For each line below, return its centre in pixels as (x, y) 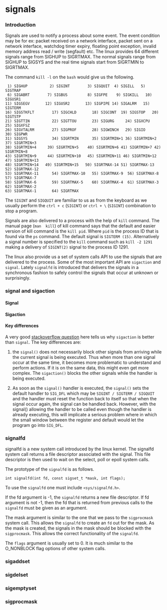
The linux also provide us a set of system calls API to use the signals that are (83, 257)
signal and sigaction (30, 291)
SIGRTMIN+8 (16, 152)
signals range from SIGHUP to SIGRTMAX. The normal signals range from (81, 57)
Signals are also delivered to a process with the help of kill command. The (83, 221)
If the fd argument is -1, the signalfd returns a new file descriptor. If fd (77, 497)
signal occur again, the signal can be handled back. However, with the (84, 404)
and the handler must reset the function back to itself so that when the (84, 398)
